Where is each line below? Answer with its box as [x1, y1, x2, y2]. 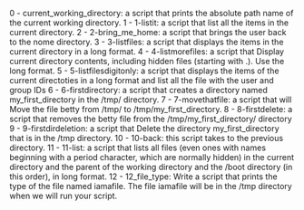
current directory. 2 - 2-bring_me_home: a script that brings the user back [9, 27, 287, 37]
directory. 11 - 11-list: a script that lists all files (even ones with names [9, 142, 266, 153]
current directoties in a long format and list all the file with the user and [9, 75, 274, 85]
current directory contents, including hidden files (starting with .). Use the [9, 56, 285, 66]
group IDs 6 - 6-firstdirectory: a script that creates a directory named [9, 85, 268, 95]
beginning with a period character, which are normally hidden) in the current [9, 152, 295, 162]
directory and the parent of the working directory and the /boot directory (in [9, 162, 293, 172]
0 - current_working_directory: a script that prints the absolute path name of [9, 8, 294, 18]
